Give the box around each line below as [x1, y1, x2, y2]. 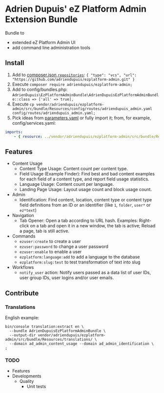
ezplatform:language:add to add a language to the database [19, 254, 140, 260]
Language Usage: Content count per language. [19, 181, 114, 187]
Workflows [12, 264, 34, 270]
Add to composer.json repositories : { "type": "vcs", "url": [12, 72, 137, 78]
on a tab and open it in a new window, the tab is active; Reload [30, 223, 156, 229]
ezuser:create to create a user [19, 239, 82, 244]
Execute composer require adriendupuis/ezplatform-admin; [12, 81, 133, 87]
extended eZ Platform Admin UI [12, 39, 76, 45]
